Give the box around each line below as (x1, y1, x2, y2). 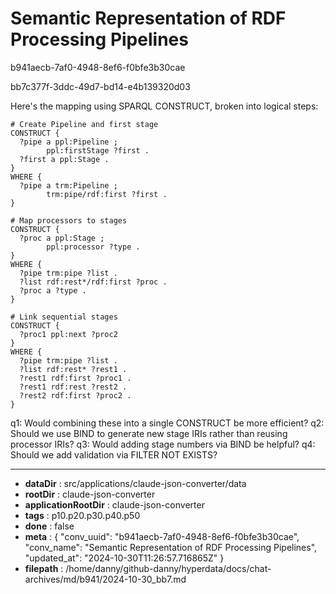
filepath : (24, 562, 64, 574)
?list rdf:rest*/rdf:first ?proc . (19, 277, 168, 287)
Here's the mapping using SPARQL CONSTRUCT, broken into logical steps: (10, 100, 319, 112)
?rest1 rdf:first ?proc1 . (19, 373, 132, 383)
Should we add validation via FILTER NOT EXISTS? (10, 448, 218, 461)
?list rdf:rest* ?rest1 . (19, 364, 128, 374)
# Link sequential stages (10, 312, 118, 322)
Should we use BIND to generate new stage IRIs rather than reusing (10, 427, 288, 439)
